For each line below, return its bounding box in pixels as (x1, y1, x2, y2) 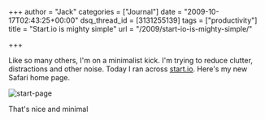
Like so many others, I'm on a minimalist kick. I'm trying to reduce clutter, (8, 56, 254, 65)
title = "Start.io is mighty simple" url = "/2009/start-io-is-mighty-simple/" (8, 24, 253, 33)
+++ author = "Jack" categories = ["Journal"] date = (8, 7, 183, 16)
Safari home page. (8, 73, 71, 82)
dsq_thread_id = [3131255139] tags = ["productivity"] (80, 15, 258, 25)
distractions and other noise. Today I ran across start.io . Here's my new (8, 64, 248, 74)
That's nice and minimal (8, 105, 89, 114)
